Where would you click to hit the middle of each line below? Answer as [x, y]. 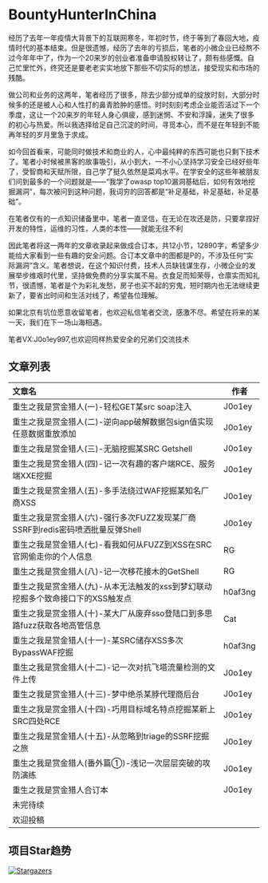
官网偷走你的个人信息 [53, 556]
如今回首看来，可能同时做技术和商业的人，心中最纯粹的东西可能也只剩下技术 [134, 151]
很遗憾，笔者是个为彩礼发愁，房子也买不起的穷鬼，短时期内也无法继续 [137, 285]
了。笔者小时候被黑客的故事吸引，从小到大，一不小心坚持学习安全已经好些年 [134, 161]
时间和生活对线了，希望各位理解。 [106, 295]
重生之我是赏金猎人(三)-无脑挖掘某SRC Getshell [102, 449]
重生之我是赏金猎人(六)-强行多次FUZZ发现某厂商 [104, 517]
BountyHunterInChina [83, 15]
